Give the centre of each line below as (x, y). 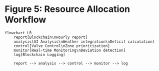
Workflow (25, 20)
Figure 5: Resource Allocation (67, 9)
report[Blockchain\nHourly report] (51, 37)
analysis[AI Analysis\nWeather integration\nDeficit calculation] (84, 41)
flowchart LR (18, 33)
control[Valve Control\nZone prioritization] (62, 46)
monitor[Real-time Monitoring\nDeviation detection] (70, 50)
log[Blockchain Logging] (39, 55)
